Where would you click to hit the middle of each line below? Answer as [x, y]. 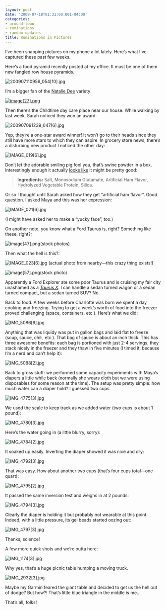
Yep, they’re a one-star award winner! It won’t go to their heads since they [81, 135]
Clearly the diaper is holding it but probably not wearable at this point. [76, 515]
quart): [12, 476]
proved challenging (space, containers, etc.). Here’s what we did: [71, 313]
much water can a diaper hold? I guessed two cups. [58, 388]
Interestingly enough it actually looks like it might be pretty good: [71, 170]
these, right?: [19, 234]
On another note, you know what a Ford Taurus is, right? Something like [78, 229]
